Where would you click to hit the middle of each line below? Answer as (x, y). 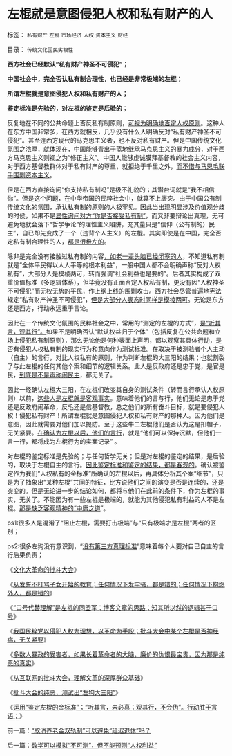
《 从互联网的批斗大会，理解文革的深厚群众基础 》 (77, 677)
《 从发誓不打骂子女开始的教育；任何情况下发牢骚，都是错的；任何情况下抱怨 (116, 584)
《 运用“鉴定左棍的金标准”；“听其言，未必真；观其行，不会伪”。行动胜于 (109, 707)
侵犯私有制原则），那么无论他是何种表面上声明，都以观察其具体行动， (117, 340)
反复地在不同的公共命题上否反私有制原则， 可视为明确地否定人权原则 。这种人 (116, 123)
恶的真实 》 (22, 663)
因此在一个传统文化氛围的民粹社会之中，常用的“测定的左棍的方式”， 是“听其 (114, 323)
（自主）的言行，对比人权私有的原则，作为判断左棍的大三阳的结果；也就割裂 (116, 357)
